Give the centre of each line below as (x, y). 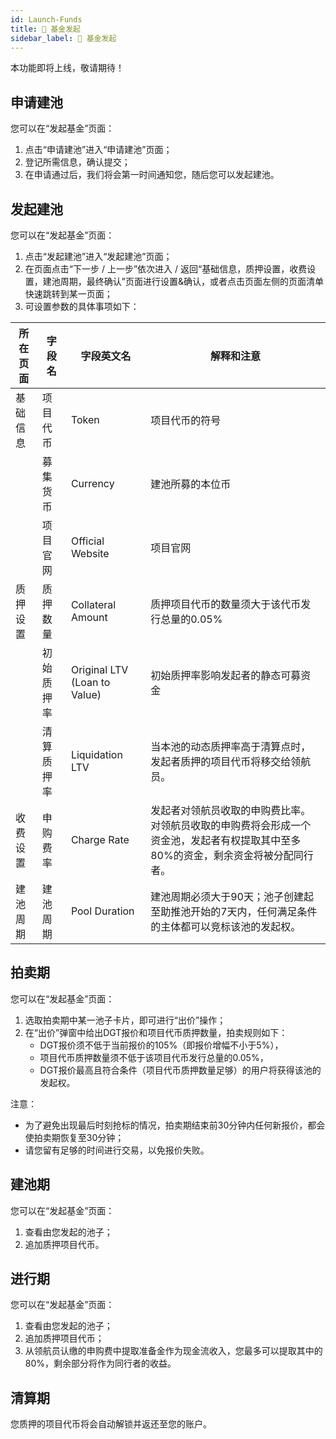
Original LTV (99, 669)
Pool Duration (102, 911)
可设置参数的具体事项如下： (82, 306)
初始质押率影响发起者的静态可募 (226, 675)
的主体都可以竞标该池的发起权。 (226, 926)
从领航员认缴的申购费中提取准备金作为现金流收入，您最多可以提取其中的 (173, 1351)
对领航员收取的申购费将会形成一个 (231, 825)
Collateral (93, 604)
